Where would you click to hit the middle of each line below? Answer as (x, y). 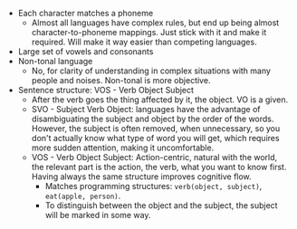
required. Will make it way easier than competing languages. (144, 42)
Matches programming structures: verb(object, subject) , (153, 186)
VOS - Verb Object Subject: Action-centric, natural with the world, (154, 157)
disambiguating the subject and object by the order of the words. (153, 119)
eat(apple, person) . (83, 196)
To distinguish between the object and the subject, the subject (161, 205)
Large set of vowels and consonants (86, 52)
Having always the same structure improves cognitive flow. (141, 177)
